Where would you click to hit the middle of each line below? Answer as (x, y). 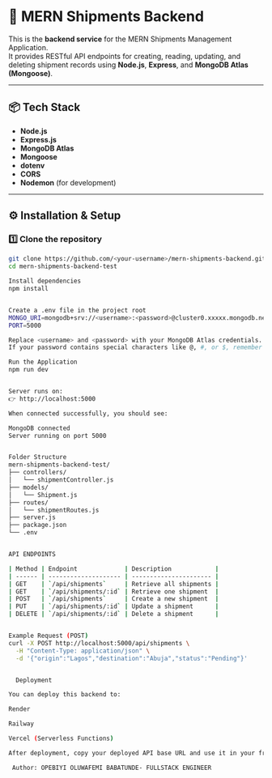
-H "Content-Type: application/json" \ (83, 651)
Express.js (38, 139)
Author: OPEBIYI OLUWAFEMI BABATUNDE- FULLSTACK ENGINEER (112, 767)
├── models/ (28, 487)
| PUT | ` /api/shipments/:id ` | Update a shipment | (114, 606)
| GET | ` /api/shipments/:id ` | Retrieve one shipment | (114, 591)
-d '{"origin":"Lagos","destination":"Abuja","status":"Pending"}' (132, 658)
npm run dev (28, 370)
